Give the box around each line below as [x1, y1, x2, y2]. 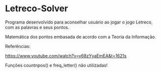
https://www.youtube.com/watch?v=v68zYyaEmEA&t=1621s [5, 52, 127, 59]
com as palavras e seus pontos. [5, 24, 70, 30]
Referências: [5, 43, 31, 49]
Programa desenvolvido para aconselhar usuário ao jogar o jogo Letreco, [5, 19, 153, 25]
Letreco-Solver [5, 3, 68, 14]
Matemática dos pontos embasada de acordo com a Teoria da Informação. [5, 34, 156, 40]
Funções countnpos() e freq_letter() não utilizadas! [5, 62, 108, 68]
